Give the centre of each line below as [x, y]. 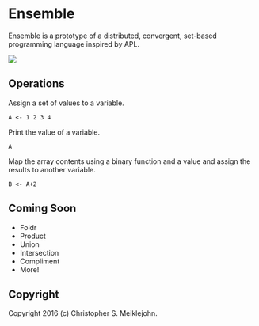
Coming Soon [42, 208]
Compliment [40, 261]
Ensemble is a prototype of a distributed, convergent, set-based [113, 36]
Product [32, 236]
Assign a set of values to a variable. [66, 103]
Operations [36, 84]
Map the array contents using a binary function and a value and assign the [129, 161]
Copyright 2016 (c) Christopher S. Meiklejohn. [83, 313]
